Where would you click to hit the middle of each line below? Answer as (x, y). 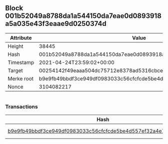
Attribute (21, 38)
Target (15, 70)
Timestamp (21, 62)
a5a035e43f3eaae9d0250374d (56, 24)
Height (15, 46)
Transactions (22, 107)
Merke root (21, 78)
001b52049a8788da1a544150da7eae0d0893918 (83, 16)
